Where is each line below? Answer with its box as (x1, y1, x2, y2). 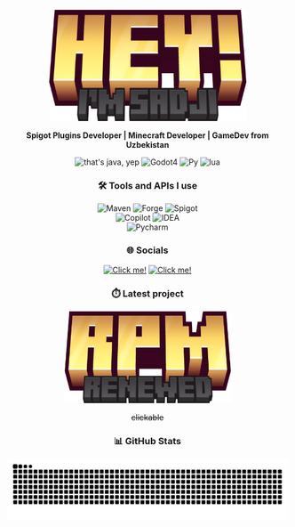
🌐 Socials (126, 244, 169, 256)
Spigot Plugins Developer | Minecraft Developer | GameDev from (26, 130, 269, 141)
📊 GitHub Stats (113, 434, 182, 447)
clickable (131, 411, 164, 423)
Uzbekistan (125, 140, 170, 150)
